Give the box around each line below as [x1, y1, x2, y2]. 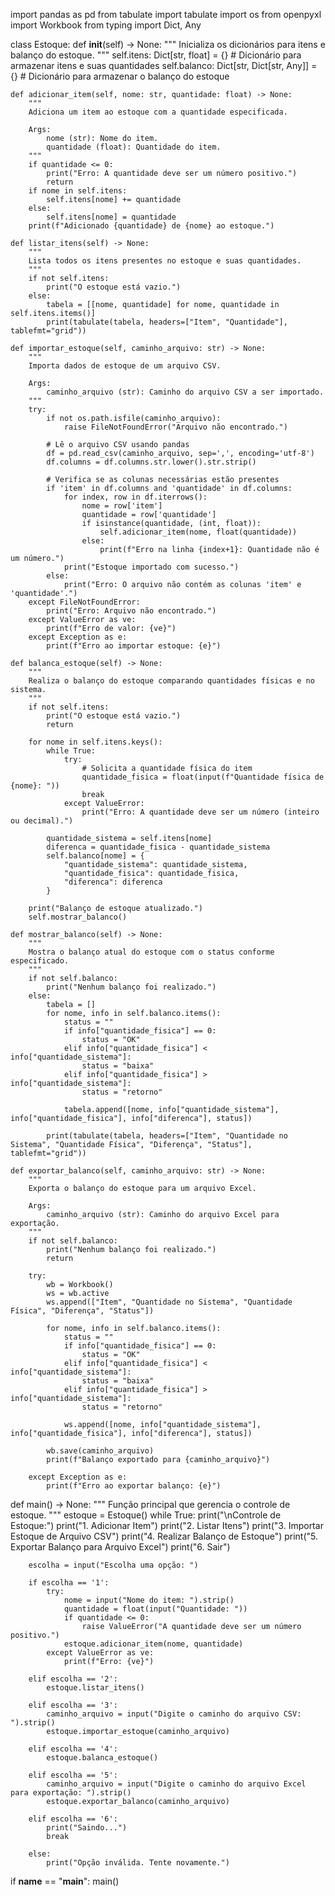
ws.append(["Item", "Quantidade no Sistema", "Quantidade [46, 1297, 293, 1307]
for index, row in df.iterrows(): [63, 492, 208, 502]
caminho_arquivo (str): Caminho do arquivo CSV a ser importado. [46, 387, 325, 397]
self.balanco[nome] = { [46, 851, 145, 861]
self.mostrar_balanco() [28, 912, 128, 922]
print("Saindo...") [46, 1823, 128, 1833]
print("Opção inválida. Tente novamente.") [46, 1858, 230, 1868]
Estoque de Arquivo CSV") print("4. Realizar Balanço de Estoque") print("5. [10, 1530, 319, 1542]
